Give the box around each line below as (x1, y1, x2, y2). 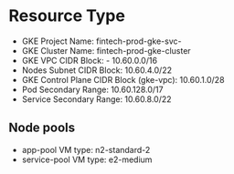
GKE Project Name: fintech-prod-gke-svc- (21, 36, 182, 46)
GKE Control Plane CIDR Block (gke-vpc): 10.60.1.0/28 (21, 74, 225, 85)
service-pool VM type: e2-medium (21, 154, 153, 165)
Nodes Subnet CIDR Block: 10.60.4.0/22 (21, 65, 173, 76)
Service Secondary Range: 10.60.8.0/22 (21, 93, 172, 105)
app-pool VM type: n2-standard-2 (21, 144, 151, 155)
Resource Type (8, 5, 125, 26)
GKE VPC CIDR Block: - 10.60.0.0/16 (21, 55, 157, 66)
